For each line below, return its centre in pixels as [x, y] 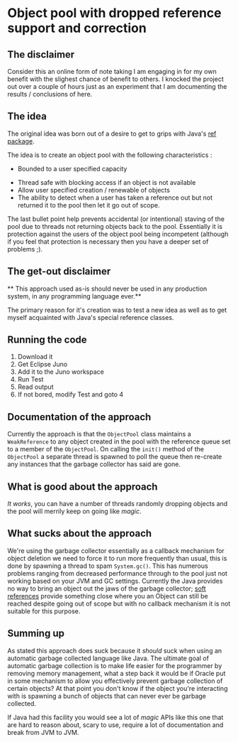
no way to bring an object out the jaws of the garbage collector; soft [107, 588]
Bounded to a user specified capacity [72, 168]
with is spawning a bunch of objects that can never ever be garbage [107, 696]
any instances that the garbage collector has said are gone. [94, 464]
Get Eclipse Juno [42, 365]
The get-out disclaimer [59, 271]
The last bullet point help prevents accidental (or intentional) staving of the [116, 219]
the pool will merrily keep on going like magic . [74, 511]
